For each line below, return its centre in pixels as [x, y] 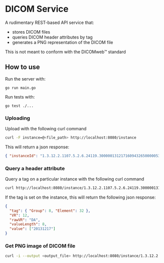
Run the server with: [25, 79]
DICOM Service [37, 9]
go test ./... [20, 106]
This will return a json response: [37, 147]
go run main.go [20, 88]
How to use [22, 67]
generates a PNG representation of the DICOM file [62, 42]
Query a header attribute [35, 168]
